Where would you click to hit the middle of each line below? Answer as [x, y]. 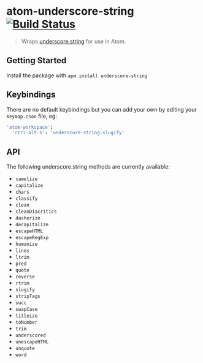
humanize [26, 244]
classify [26, 199]
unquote [25, 349]
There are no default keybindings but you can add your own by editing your [102, 109]
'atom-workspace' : [30, 127]
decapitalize [32, 225]
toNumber [26, 323]
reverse [25, 277]
